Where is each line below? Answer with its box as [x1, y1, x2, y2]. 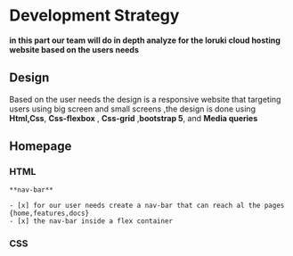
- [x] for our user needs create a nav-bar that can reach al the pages [9, 202, 285, 211]
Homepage [9, 139, 72, 154]
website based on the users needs [9, 44, 140, 54]
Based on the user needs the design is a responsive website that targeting [9, 94, 281, 104]
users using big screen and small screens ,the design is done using [9, 103, 256, 114]
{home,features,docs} [9, 209, 90, 219]
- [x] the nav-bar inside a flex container [9, 217, 174, 226]
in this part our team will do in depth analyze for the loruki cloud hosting [9, 35, 281, 45]
